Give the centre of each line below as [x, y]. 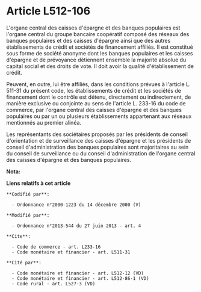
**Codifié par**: [28, 194]
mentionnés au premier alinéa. [44, 122]
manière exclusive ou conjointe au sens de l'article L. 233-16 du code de [96, 103]
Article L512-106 [48, 11]
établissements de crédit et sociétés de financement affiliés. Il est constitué [100, 47]
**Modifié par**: [28, 215]
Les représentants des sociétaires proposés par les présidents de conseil [97, 134]
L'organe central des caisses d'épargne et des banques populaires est [93, 28]
